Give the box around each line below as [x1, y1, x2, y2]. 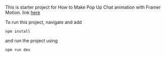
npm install [5, 29, 30, 34]
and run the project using [5, 37, 58, 43]
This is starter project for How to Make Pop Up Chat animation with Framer [5, 4, 161, 10]
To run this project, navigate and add [5, 19, 82, 25]
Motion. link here [5, 9, 40, 15]
